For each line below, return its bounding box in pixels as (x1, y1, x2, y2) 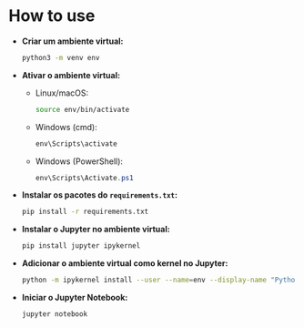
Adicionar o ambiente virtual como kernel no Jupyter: (21, 258, 228, 269)
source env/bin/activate (35, 105, 130, 114)
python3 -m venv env (21, 53, 100, 62)
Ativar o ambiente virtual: (21, 69, 120, 80)
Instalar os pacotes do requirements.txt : (21, 190, 178, 200)
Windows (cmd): (35, 121, 97, 132)
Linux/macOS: (35, 87, 88, 98)
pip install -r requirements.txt (21, 207, 149, 217)
